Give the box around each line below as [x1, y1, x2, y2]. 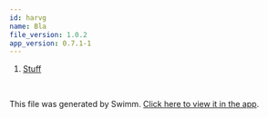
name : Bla [9, 22, 47, 31]
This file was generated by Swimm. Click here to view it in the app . [9, 99, 260, 110]
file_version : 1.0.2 [9, 30, 88, 39]
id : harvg [9, 13, 47, 23]
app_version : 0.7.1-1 [9, 38, 92, 48]
